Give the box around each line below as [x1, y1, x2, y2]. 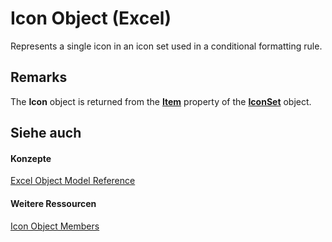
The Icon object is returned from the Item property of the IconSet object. [10, 95, 312, 107]
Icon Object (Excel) [10, 7, 172, 30]
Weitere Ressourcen [10, 197, 97, 209]
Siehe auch [10, 125, 82, 142]
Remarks [10, 69, 68, 86]
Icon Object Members [10, 220, 100, 232]
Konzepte [10, 152, 52, 164]
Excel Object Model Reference [10, 175, 136, 187]
